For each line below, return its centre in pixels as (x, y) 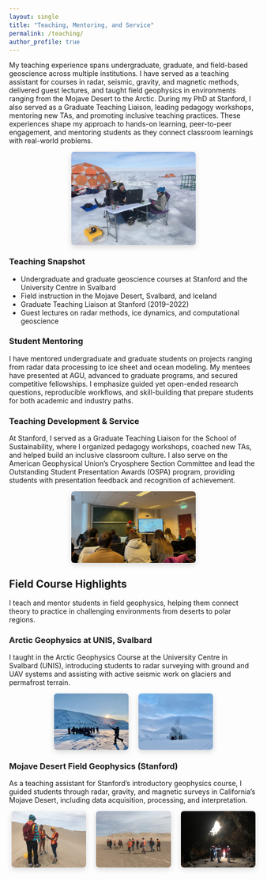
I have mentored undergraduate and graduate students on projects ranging (131, 358)
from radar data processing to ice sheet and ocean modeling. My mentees (130, 367)
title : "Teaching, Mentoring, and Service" (82, 25)
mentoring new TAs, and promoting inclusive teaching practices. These (125, 115)
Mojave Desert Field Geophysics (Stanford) (94, 766)
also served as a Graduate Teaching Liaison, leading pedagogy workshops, (131, 108)
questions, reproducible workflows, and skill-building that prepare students (131, 392)
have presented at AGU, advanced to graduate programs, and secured (123, 375)
